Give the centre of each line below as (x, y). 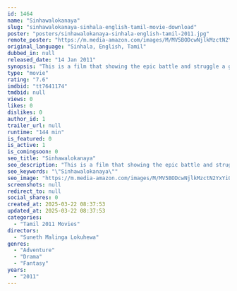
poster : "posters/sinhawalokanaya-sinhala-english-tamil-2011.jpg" (109, 34)
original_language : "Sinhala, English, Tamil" (77, 47)
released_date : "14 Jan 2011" (52, 60)
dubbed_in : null (31, 54)
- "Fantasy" (31, 263)
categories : (25, 218)
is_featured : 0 (30, 138)
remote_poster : (30, 40)
